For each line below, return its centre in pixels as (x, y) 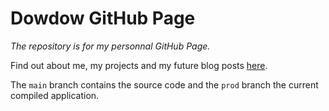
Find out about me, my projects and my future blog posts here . (139, 65)
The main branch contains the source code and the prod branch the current (164, 84)
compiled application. (55, 95)
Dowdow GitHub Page (103, 18)
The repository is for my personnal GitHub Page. (110, 46)
